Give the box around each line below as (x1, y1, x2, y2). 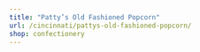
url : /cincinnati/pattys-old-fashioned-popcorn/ (9, 21, 192, 30)
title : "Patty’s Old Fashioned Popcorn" (9, 12, 161, 22)
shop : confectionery (9, 29, 86, 38)
